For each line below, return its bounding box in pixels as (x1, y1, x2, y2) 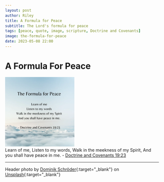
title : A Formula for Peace (5, 18, 62, 23)
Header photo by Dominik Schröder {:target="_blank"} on (5, 166, 120, 172)
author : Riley (5, 13, 34, 18)
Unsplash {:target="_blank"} (5, 171, 61, 177)
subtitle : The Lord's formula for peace (5, 23, 89, 28)
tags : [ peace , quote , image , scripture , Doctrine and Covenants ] (5, 28, 141, 34)
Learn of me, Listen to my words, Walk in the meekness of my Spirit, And (5, 147, 151, 153)
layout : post (5, 8, 32, 13)
